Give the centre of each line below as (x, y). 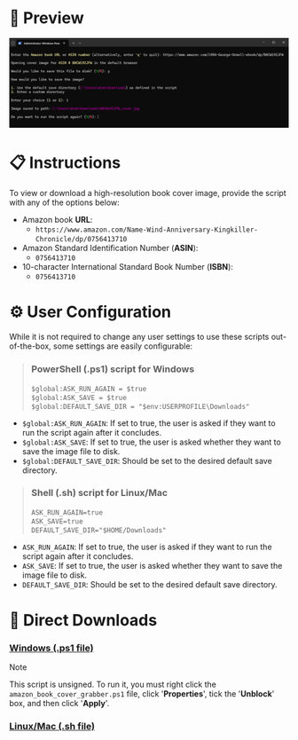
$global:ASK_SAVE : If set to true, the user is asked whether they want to (151, 442)
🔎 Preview (47, 18)
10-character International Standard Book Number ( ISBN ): (127, 267)
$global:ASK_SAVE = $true (78, 398)
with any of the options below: (64, 202)
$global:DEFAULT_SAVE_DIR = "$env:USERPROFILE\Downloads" (140, 406)
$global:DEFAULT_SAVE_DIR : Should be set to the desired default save (147, 461)
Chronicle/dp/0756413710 (81, 240)
